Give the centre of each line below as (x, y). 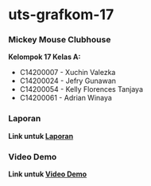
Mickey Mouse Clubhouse (60, 40)
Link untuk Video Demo (48, 174)
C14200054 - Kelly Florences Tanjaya (81, 89)
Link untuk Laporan (41, 136)
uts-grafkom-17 (61, 15)
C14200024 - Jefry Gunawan (68, 81)
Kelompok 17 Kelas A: (45, 57)
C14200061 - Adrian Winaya (66, 98)
